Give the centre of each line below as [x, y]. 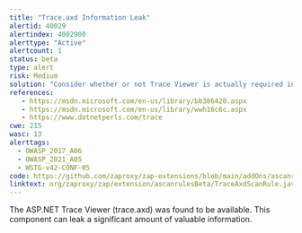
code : [19, 176]
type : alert [31, 68]
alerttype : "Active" [48, 43]
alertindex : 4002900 [48, 34]
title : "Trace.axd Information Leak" [80, 17]
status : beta [34, 59]
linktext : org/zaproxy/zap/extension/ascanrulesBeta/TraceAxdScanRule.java [154, 185]
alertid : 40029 [38, 26]
